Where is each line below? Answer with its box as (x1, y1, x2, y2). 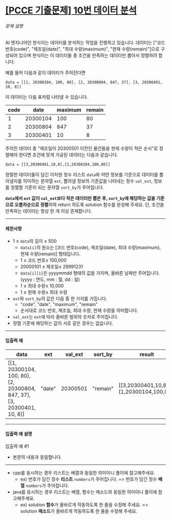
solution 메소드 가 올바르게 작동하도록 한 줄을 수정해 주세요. (20, 508, 137, 514)
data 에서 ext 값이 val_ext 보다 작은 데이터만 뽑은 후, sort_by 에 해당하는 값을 (5, 195, 156, 201)
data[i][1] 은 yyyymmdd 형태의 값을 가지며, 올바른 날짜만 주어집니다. (20, 269, 160, 276)
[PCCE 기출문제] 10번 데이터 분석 (5, 5, 137, 16)
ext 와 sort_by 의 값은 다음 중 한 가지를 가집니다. (12, 295, 108, 302)
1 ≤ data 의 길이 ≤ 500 (12, 238, 57, 244)
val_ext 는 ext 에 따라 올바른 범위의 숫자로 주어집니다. (12, 313, 119, 320)
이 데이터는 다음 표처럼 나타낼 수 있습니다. (5, 94, 88, 100)
